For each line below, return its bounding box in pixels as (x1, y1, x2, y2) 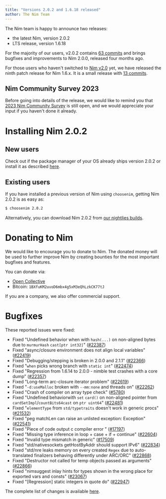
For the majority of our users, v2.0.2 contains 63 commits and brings (5, 50, 146, 56)
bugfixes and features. (5, 259, 51, 265)
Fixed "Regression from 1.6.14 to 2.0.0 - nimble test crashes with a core (12, 368, 158, 374)
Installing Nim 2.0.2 (5, 125, 88, 137)
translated (12, 452, 33, 458)
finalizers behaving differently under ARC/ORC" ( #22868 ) (34, 452, 152, 458)
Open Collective (12, 278, 46, 284)
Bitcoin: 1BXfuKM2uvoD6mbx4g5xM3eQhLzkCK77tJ (12, 283, 105, 289)
